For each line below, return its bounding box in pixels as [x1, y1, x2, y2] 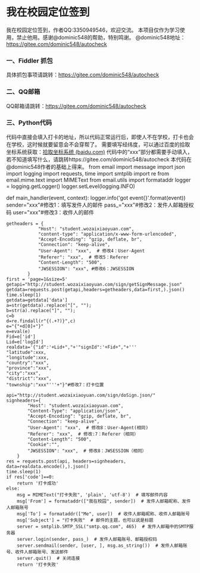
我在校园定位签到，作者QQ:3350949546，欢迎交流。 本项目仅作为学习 [6, 26, 180, 33]
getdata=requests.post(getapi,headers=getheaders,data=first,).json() [6, 286, 185, 292]
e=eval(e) [6, 328, 31, 334]
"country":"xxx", [6, 359, 49, 366]
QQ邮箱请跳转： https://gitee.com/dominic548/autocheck [6, 102, 146, 109]
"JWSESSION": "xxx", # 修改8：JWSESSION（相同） [27, 448, 147, 454]
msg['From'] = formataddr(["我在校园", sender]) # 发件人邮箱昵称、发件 [17, 498, 191, 504]
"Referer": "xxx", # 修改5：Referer [37, 254, 129, 260]
